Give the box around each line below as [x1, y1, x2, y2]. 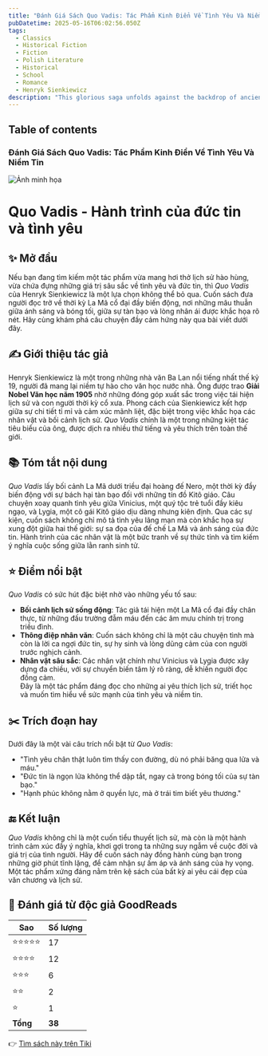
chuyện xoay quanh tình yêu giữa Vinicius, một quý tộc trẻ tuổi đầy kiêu [8, 498, 243, 507]
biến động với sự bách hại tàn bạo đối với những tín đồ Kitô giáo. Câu [8, 490, 235, 499]
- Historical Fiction [15, 41, 88, 49]
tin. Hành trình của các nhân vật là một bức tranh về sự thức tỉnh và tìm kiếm [8, 532, 259, 542]
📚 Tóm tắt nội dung [8, 456, 108, 470]
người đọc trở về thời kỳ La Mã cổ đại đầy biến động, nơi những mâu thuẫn [8, 297, 253, 307]
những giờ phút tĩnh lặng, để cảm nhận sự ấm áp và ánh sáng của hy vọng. [8, 858, 254, 868]
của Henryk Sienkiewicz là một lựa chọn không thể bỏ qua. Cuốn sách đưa [8, 289, 254, 299]
